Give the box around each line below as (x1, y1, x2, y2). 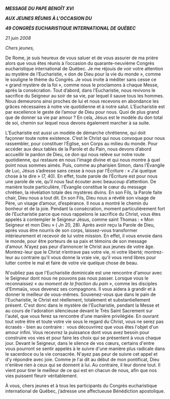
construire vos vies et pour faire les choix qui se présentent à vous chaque (5, 335, 161, 341)
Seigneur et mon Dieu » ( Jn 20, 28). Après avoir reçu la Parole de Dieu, (5, 222, 155, 228)
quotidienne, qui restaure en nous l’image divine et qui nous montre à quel (5, 157, 161, 163)
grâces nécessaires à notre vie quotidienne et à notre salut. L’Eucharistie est (5, 104, 165, 110)
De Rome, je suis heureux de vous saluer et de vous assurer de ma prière (5, 55, 158, 61)
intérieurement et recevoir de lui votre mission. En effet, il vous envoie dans (5, 233, 163, 239)
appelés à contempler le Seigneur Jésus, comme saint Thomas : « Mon (5, 216, 154, 222)
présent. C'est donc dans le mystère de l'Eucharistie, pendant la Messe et (5, 302, 160, 308)
